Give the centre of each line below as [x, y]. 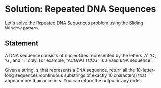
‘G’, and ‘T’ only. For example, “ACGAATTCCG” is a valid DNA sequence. [78, 60]
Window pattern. [22, 28]
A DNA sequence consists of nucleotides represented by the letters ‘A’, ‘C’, [81, 55]
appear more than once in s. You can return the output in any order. [74, 80]
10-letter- [146, 70]
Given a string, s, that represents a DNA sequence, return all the [70, 70]
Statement [22, 44]
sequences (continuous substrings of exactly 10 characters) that [81, 75]
